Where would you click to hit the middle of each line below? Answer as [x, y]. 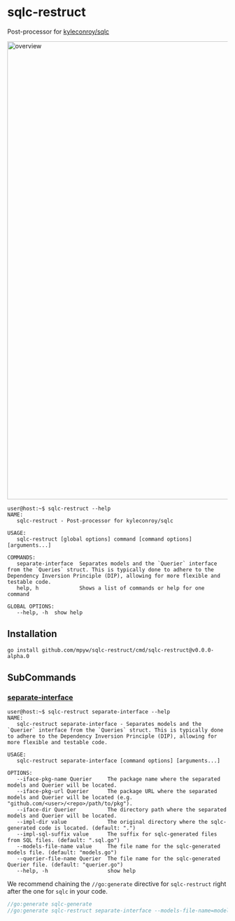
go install [23, 650]
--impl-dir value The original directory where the [112, 822]
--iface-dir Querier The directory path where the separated [122, 810]
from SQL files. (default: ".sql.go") [64, 841]
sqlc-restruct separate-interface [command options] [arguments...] [118, 761]
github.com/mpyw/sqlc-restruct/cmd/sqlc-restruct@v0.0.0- [128, 650]
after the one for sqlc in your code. [58, 892]
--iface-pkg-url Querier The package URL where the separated [117, 792]
